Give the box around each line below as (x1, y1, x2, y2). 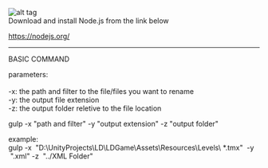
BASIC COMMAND (8, 54, 70, 64)
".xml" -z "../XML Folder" (10, 151, 93, 161)
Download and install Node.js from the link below (8, 16, 169, 25)
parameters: (8, 70, 49, 79)
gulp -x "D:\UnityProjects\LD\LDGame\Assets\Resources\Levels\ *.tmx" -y (8, 143, 254, 152)
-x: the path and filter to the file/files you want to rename (8, 87, 194, 96)
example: (8, 135, 38, 143)
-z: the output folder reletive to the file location (8, 104, 162, 113)
